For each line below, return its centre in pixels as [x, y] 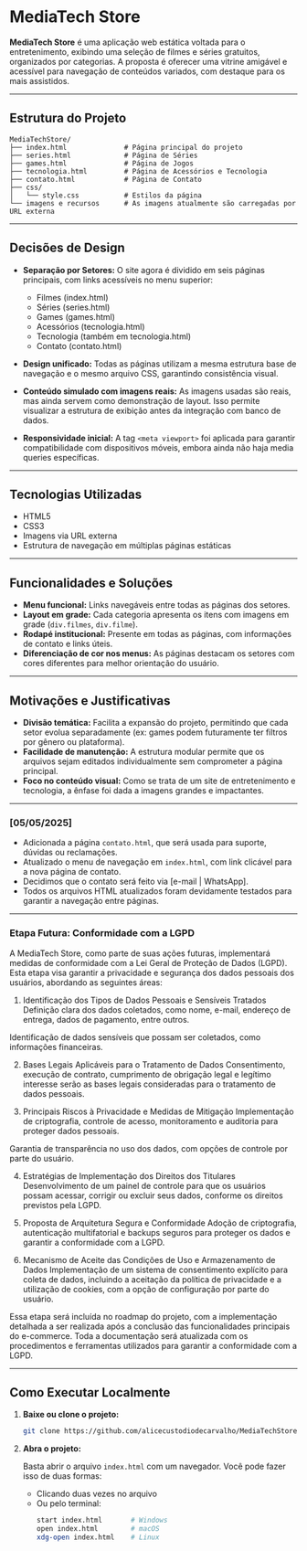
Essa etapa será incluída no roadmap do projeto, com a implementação [143, 1316]
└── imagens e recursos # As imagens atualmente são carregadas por [153, 203]
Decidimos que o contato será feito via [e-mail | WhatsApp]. [135, 882]
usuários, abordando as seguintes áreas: [86, 982]
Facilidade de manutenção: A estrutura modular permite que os [143, 752]
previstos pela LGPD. [62, 1205]
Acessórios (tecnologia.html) [90, 326]
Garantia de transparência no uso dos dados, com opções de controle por [148, 1148]
